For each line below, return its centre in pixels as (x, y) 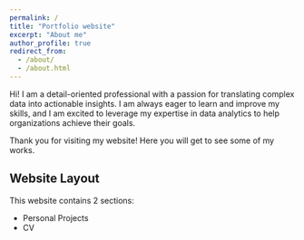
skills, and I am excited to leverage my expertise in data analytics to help (144, 113)
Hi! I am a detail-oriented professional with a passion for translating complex (152, 94)
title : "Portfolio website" (63, 26)
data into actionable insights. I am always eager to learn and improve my (144, 103)
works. (22, 149)
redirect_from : (38, 52)
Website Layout (54, 179)
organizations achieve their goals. (73, 122)
